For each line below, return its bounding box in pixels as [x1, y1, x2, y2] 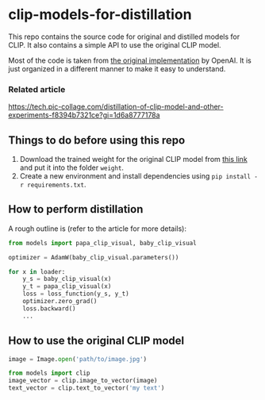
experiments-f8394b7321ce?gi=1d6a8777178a [8, 110, 160, 120]
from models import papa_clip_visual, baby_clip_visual [8, 239, 197, 247]
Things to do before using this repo [8, 133, 186, 147]
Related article [8, 83, 66, 94]
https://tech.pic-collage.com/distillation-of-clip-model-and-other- [8, 102, 224, 112]
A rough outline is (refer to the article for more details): [8, 224, 186, 233]
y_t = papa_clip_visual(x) [22, 283, 112, 290]
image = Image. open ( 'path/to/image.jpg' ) [8, 355, 148, 363]
